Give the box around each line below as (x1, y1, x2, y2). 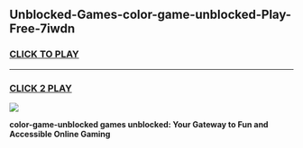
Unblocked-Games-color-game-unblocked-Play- (9, 7, 291, 22)
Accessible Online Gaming (9, 128, 111, 139)
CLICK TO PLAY (9, 48, 79, 61)
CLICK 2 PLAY (9, 82, 72, 94)
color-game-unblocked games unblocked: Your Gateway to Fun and (9, 118, 269, 129)
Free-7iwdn (9, 22, 75, 37)
